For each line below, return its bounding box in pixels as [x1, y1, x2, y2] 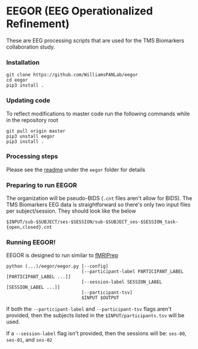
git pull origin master [6, 128, 66, 134]
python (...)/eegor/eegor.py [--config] [6, 263, 109, 270]
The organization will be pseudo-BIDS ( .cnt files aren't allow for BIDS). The [6, 195, 193, 202]
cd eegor [6, 77, 28, 83]
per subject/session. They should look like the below [6, 207, 136, 214]
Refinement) [6, 17, 70, 31]
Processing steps [6, 152, 58, 160]
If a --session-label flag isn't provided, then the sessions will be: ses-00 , [6, 330, 187, 337]
